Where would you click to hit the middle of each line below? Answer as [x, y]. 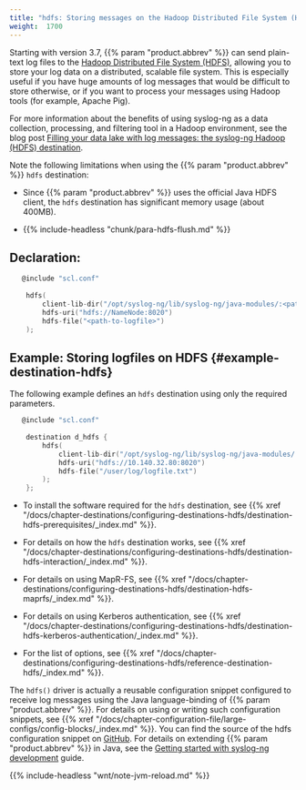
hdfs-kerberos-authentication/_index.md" [101, 636]
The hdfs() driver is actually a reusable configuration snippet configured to [150, 690]
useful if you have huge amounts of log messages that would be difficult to [150, 81]
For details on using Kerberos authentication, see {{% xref [132, 616]
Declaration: [45, 257]
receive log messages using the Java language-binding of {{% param [140, 700]
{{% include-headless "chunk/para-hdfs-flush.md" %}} [127, 229]
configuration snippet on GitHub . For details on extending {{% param [139, 739]
